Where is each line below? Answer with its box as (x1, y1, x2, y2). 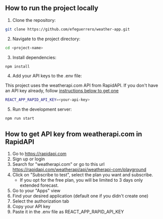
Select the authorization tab (12, 198, 70, 204)
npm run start (5, 116, 35, 121)
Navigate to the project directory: (12, 36, 81, 42)
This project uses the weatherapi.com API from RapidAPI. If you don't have (5, 82, 158, 88)
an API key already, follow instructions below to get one (5, 88, 119, 94)
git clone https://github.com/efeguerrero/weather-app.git (5, 27, 130, 32)
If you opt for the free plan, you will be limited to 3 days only (19, 177, 143, 183)
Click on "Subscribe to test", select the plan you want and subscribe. (12, 172, 153, 178)
